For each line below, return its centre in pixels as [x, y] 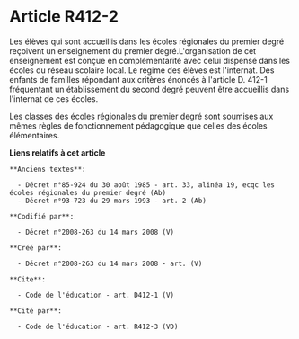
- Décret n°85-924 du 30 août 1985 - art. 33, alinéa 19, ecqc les [146, 185]
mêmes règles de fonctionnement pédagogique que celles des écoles [138, 125]
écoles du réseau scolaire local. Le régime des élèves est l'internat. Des [142, 70]
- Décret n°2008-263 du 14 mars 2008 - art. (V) [110, 263]
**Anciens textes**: [48, 169]
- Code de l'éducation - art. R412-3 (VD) [98, 326]
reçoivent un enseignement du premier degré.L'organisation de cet [133, 50]
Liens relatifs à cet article [57, 152]
